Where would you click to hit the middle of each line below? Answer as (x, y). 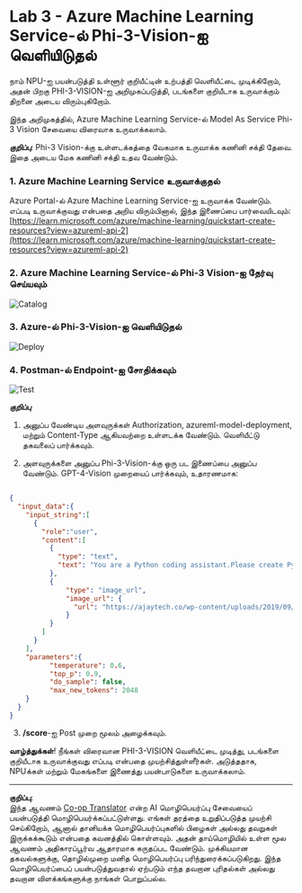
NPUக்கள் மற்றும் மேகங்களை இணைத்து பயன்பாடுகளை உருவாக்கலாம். (128, 771)
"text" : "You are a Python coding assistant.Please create (170, 565)
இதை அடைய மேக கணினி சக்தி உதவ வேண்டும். (93, 157)
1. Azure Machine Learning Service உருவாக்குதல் (115, 181)
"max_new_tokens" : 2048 (94, 691)
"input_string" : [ (58, 514)
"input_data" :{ (46, 506)
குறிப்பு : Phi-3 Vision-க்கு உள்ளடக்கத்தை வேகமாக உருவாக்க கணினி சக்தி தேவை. (151, 147)
